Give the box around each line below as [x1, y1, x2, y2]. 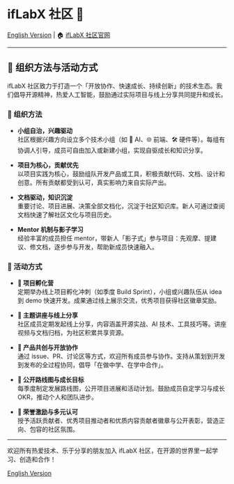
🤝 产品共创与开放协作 [17, 343, 79, 352]
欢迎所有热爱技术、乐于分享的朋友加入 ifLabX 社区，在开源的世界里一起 [7, 446, 212, 455]
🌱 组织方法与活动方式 [7, 62, 98, 74]
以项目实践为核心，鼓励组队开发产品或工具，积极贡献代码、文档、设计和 [17, 170, 225, 178]
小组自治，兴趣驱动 [17, 127, 73, 135]
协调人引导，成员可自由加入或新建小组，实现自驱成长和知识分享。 [17, 146, 207, 155]
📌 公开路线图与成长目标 [17, 375, 85, 384]
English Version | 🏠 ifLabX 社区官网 [7, 31, 110, 39]
